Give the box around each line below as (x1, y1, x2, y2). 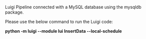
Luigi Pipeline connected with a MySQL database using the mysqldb (5, 4, 142, 10)
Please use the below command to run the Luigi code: (5, 19, 113, 24)
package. (5, 9, 24, 15)
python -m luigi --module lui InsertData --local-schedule (5, 28, 122, 34)
